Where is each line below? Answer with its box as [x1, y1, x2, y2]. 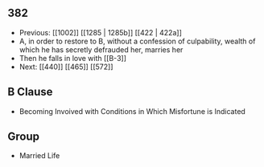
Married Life [19, 151, 60, 161]
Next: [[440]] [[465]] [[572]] [19, 62, 113, 71]
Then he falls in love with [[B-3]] [19, 53, 126, 63]
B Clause [7, 85, 53, 99]
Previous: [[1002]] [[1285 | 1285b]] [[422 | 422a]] [19, 27, 182, 37]
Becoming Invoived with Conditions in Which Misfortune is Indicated [19, 106, 246, 116]
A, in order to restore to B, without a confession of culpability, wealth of [19, 36, 256, 46]
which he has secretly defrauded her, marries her [19, 44, 184, 55]
